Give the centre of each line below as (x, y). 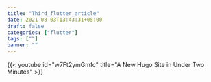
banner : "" (23, 45)
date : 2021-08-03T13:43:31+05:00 (55, 20)
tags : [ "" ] (23, 39)
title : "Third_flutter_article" (53, 13)
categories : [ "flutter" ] (42, 32)
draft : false (26, 26)
